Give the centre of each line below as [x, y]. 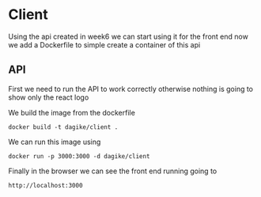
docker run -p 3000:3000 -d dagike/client [79, 156]
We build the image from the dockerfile [72, 112]
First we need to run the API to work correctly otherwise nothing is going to [131, 89]
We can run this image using [55, 142]
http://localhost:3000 [45, 185]
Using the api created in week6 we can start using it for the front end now [129, 36]
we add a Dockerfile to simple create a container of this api [104, 44]
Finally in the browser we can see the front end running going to [113, 171]
